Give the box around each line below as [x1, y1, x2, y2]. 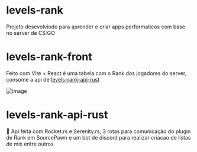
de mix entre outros [6, 140, 54, 147]
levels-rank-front [6, 50, 93, 64]
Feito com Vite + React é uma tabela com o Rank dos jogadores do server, [6, 69, 187, 77]
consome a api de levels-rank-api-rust [6, 76, 99, 83]
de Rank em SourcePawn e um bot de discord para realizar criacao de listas [6, 134, 191, 141]
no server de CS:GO [6, 29, 55, 36]
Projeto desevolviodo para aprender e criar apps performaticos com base [6, 23, 185, 30]
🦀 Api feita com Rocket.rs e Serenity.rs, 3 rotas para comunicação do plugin [6, 128, 191, 135]
